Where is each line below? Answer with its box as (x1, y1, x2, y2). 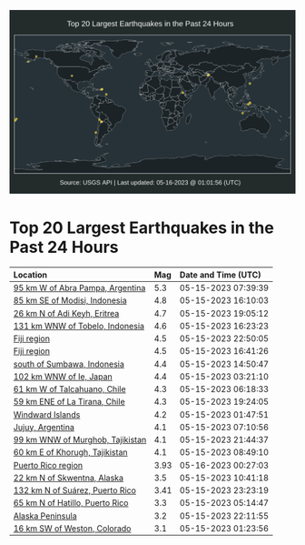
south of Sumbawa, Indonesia (13, 358, 125, 369)
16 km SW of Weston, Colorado (13, 522, 132, 533)
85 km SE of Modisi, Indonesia (13, 295, 127, 306)
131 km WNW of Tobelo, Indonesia (13, 320, 145, 331)
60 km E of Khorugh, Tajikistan (13, 447, 129, 458)
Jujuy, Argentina (13, 421, 75, 432)
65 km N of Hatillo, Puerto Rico (13, 498, 129, 509)
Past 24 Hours (9, 237, 119, 257)
